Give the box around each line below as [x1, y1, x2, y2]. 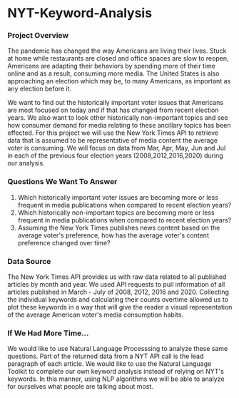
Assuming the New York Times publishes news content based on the [17, 223, 220, 232]
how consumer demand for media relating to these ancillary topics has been [7, 121, 231, 130]
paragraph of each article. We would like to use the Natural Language [7, 359, 212, 368]
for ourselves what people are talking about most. [7, 382, 153, 391]
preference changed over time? [17, 238, 111, 247]
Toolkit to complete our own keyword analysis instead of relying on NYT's [7, 367, 225, 376]
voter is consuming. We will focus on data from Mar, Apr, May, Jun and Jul [7, 144, 226, 153]
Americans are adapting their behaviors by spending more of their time [7, 62, 216, 71]
